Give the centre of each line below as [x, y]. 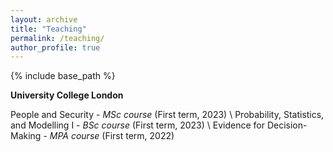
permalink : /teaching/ [57, 38]
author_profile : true [55, 47]
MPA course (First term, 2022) [112, 136]
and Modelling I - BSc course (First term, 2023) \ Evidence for [137, 125]
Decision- [287, 125]
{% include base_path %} [63, 76]
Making [26, 136]
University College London [67, 95]
